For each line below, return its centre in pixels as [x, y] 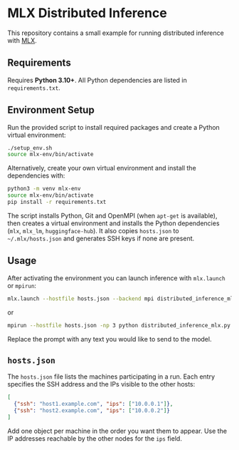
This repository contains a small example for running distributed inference [116, 33]
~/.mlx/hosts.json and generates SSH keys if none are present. [101, 238]
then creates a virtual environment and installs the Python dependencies [113, 223]
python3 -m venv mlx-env [44, 189]
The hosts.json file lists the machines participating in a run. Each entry [111, 377]
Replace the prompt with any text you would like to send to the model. [110, 339]
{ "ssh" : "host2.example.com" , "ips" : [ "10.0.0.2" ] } [92, 411]
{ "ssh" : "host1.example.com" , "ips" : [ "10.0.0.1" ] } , [94, 404]
